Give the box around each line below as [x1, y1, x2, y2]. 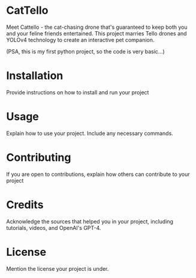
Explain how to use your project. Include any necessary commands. [6, 130, 174, 137]
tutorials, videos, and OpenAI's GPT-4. [6, 224, 101, 231]
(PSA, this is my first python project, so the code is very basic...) [6, 47, 165, 55]
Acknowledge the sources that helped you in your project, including [6, 217, 174, 225]
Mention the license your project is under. [6, 265, 109, 272]
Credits [6, 198, 44, 211]
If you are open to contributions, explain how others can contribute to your [6, 171, 190, 178]
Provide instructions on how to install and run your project [6, 88, 149, 96]
